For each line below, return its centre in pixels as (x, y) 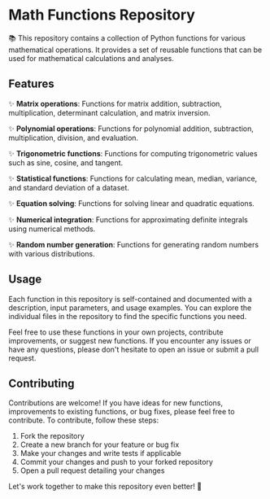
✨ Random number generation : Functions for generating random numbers (133, 244)
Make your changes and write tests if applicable (100, 453)
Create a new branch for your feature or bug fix (100, 444)
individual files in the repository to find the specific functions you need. (128, 316)
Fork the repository (52, 436)
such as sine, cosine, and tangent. (66, 162)
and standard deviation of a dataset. (69, 187)
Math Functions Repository (102, 15)
